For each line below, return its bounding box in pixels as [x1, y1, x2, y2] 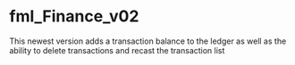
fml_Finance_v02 [9, 6, 139, 27]
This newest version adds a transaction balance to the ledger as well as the [9, 36, 287, 46]
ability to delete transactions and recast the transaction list [9, 45, 225, 55]
